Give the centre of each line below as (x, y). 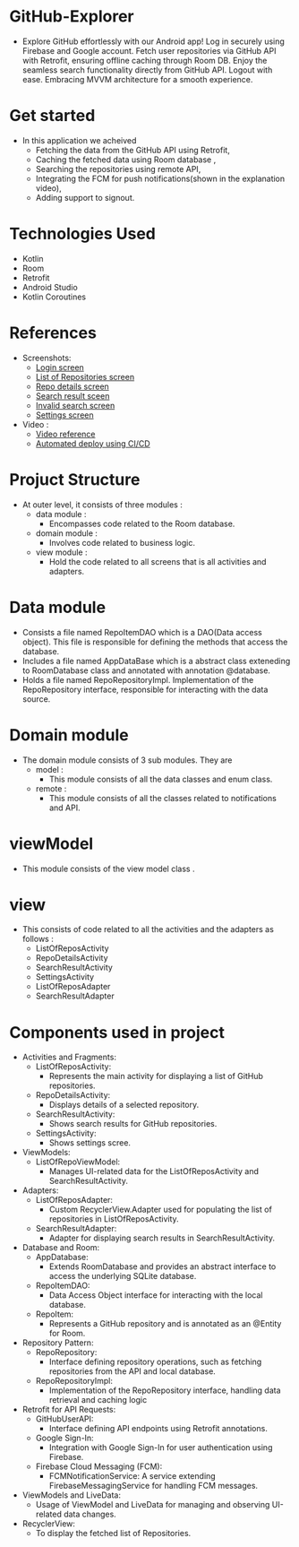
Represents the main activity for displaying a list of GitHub (156, 1076)
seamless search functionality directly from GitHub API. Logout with (147, 70)
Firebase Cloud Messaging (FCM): (99, 1466)
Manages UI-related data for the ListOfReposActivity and (154, 1171)
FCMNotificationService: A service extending (132, 1476)
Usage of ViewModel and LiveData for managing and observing (153, 1505)
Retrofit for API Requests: (69, 1410)
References (53, 333)
